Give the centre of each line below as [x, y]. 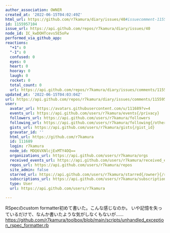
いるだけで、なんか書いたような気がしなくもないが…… [67, 214]
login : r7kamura [27, 146]
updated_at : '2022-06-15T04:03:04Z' [44, 95]
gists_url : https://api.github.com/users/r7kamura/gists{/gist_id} [82, 127]
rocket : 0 [20, 80]
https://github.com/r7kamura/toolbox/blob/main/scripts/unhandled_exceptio [85, 220]
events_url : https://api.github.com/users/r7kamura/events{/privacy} [84, 113]
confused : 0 [23, 57]
